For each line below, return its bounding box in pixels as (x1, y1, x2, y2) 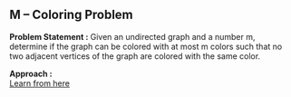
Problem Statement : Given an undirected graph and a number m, (9, 31, 256, 42)
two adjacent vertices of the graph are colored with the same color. (9, 50, 261, 62)
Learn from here (9, 77, 71, 89)
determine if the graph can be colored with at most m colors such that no (9, 41, 283, 52)
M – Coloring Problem (9, 7, 133, 23)
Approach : (9, 68, 53, 79)
